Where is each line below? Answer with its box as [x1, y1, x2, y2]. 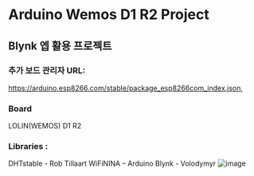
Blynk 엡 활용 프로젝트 [8, 39, 112, 52]
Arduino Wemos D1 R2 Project [8, 6, 209, 24]
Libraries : [8, 141, 49, 152]
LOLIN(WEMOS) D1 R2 [8, 121, 82, 131]
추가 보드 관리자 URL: [8, 65, 86, 76]
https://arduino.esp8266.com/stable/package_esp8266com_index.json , [8, 83, 244, 93]
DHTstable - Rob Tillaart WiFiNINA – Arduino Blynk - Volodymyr [8, 159, 217, 168]
